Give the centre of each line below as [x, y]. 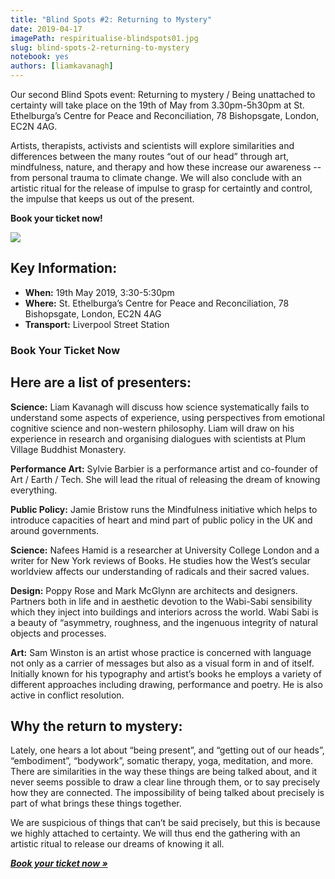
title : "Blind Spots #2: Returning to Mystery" [111, 19]
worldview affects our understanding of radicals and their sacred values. [160, 571]
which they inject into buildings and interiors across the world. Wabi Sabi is [164, 612]
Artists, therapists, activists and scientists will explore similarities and [152, 145]
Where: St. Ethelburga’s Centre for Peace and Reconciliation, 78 [157, 303]
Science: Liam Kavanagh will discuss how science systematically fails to [160, 407]
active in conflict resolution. [67, 695]
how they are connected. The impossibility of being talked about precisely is [167, 793]
